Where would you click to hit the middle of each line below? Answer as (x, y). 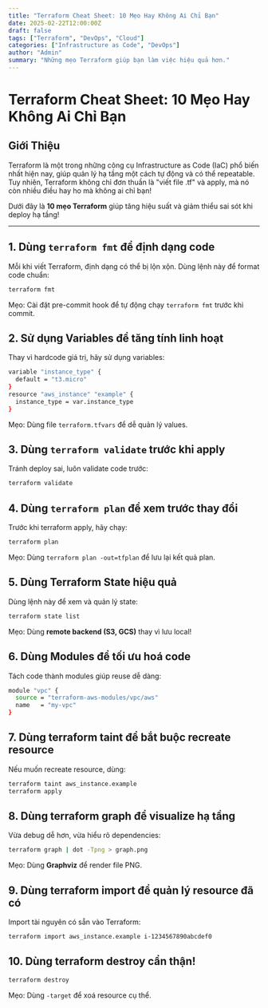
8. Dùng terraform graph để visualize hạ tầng (122, 816)
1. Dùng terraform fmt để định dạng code (112, 247)
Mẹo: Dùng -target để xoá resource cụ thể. (80, 995)
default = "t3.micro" (51, 380)
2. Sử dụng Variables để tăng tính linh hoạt (116, 338)
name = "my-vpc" (46, 706)
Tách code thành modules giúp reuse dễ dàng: (85, 676)
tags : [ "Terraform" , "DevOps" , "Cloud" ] (77, 38)
